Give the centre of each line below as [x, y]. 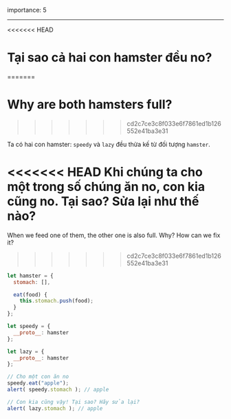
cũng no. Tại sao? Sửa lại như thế [103, 202]
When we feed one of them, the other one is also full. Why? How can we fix [114, 235]
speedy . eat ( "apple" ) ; [38, 383]
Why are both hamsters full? [90, 104]
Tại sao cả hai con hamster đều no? [110, 58]
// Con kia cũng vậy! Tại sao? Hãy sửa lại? [73, 402]
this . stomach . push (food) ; [57, 301]
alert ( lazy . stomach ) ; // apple [55, 408]
